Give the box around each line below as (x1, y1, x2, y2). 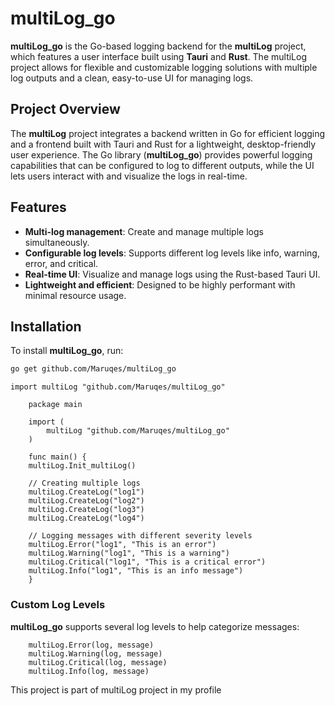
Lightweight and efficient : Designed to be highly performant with (24, 278, 296, 291)
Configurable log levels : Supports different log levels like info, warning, (24, 247, 320, 259)
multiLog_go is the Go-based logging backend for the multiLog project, (10, 40, 307, 52)
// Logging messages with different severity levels (28, 531, 253, 541)
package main (28, 400, 83, 410)
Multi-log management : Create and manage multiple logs (24, 225, 264, 237)
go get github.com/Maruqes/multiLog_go (10, 364, 177, 374)
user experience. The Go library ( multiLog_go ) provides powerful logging (10, 148, 313, 161)
